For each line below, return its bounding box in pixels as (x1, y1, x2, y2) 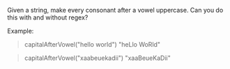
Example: (7, 27, 34, 35)
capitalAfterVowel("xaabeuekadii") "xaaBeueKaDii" (24, 54, 171, 62)
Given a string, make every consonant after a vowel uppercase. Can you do (7, 6, 224, 14)
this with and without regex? (7, 13, 89, 22)
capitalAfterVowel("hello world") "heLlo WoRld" (24, 40, 161, 48)
